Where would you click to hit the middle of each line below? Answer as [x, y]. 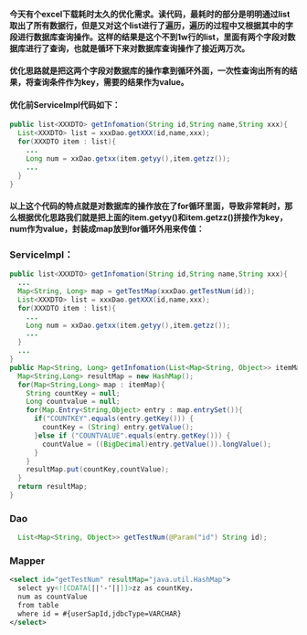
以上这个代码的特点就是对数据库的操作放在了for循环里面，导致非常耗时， [147, 206]
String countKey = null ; [73, 393]
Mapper [27, 561]
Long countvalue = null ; [73, 402]
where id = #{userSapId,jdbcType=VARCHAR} [100, 614]
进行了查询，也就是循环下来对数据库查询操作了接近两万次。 [137, 48]
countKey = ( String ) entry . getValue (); [118, 428]
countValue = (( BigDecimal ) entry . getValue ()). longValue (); [157, 444]
